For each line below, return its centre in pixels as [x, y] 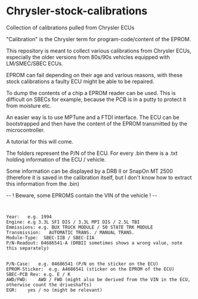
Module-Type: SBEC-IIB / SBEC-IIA [50, 237]
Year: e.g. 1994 [29, 216]
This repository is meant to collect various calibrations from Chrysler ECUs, [99, 51]
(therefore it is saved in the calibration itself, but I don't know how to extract [99, 177]
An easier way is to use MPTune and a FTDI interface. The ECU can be [93, 117]
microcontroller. [26, 130]
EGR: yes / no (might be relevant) [54, 290]
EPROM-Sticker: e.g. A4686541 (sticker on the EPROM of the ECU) [90, 269]
